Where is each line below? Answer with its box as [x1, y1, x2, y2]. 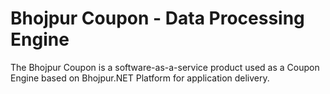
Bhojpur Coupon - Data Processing [10, 7, 305, 30]
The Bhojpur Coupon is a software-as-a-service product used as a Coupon [10, 61, 320, 73]
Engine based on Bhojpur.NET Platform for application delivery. [10, 72, 270, 84]
